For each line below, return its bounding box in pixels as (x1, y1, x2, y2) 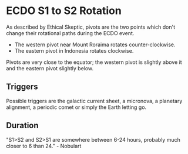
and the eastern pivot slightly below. (6, 64, 94, 71)
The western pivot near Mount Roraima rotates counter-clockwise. (14, 41, 176, 48)
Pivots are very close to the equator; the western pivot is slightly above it (6, 59, 182, 66)
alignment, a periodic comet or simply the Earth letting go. (6, 104, 147, 111)
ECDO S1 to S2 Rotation (6, 4, 122, 18)
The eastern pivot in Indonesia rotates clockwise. (14, 47, 134, 54)
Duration (6, 121, 39, 131)
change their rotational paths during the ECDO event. (6, 29, 135, 36)
